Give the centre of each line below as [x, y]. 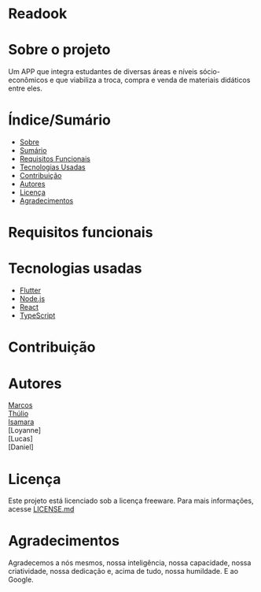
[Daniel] [21, 447]
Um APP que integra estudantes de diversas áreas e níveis [103, 72]
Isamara [21, 422]
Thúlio [18, 414]
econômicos [28, 80]
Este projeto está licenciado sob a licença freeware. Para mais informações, [131, 501]
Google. [21, 579]
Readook [38, 14]
